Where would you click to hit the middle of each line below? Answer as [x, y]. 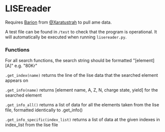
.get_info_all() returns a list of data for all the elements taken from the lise [82, 105]
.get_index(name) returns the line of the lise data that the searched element [82, 75]
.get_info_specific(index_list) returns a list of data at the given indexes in [82, 120]
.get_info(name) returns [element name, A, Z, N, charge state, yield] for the [82, 90]
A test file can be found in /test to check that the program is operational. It [81, 32]
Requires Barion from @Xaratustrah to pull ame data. [59, 22]
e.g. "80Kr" [26, 66]
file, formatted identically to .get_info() [44, 110]
